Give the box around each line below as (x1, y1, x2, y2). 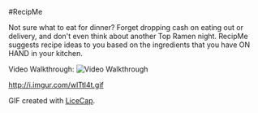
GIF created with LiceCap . (8, 96, 96, 105)
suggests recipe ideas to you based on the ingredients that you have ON (8, 40, 250, 50)
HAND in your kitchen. (8, 49, 83, 58)
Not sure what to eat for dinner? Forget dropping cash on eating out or (8, 23, 243, 32)
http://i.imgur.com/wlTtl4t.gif (8, 80, 104, 89)
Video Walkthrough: (8, 64, 75, 74)
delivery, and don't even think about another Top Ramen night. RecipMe (8, 32, 249, 41)
